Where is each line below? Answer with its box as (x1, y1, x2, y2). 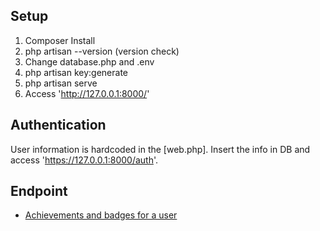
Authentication (10, 117, 107, 134)
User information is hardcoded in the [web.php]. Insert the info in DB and (10, 143, 311, 155)
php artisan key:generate (24, 66, 129, 78)
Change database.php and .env (24, 55, 155, 68)
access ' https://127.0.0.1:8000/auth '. (10, 154, 159, 166)
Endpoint (10, 183, 68, 200)
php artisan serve (24, 77, 98, 89)
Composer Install (24, 34, 96, 46)
